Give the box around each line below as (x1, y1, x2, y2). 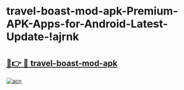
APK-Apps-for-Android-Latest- (6, 17, 168, 31)
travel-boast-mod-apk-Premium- (6, 4, 179, 18)
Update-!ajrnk (6, 30, 79, 43)
